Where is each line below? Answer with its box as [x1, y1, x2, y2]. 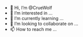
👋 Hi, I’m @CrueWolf [10, 5, 52, 10]
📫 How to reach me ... [10, 26, 57, 32]
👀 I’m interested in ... [10, 10, 53, 16]
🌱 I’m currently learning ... [10, 15, 64, 21]
